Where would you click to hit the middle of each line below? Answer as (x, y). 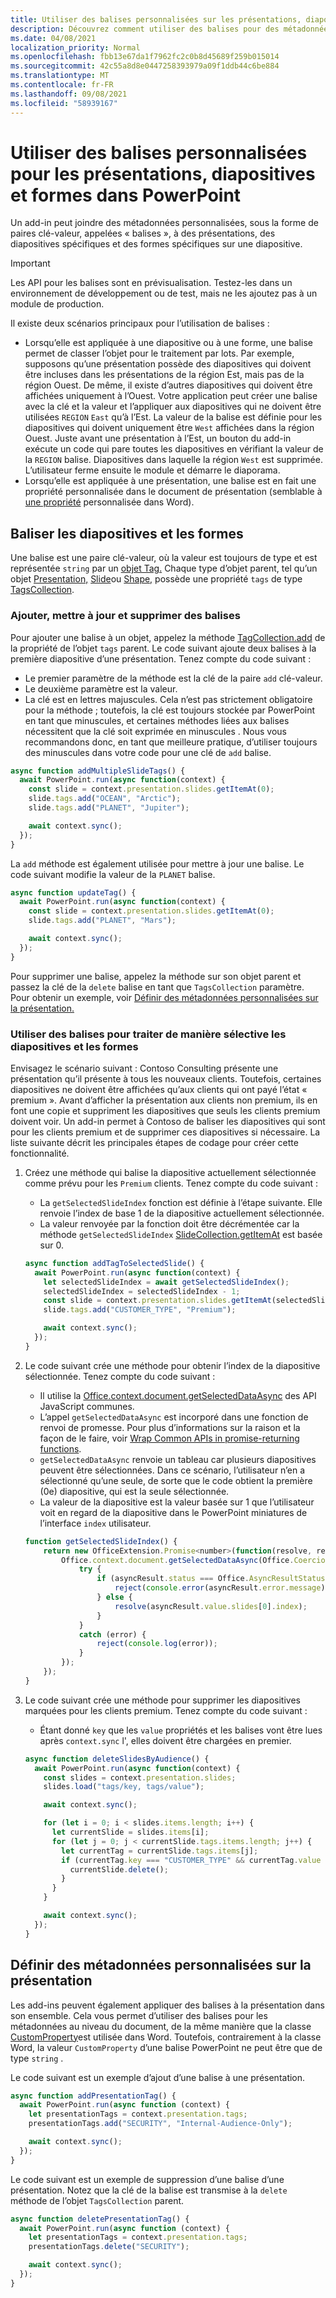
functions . (60, 1448)
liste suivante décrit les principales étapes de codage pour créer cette (154, 1142)
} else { (114, 1597)
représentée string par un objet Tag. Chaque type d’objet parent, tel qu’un (164, 568)
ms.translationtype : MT (60, 76)
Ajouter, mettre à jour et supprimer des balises (125, 616)
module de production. (57, 304)
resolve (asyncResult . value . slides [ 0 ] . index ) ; (211, 1606)
